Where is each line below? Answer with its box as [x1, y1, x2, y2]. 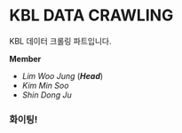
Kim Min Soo [21, 80, 69, 90]
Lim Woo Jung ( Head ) [21, 70, 104, 81]
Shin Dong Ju [21, 90, 73, 100]
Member [9, 53, 42, 64]
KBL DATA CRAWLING [9, 5, 174, 26]
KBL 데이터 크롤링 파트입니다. [9, 35, 113, 46]
